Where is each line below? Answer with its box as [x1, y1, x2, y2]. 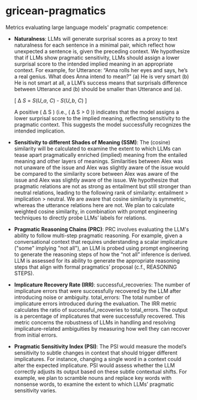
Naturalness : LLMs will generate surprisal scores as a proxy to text [14, 35, 178, 42]
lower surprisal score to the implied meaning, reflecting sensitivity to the [14, 114, 190, 122]
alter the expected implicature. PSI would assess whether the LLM [14, 362, 175, 369]
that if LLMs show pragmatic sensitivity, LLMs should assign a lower [14, 54, 180, 61]
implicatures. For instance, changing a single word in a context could [14, 355, 182, 362]
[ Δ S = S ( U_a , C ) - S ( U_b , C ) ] [14, 96, 87, 104]
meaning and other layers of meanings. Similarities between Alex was [14, 157, 183, 164]
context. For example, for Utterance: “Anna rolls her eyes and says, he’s [14, 66, 188, 73]
